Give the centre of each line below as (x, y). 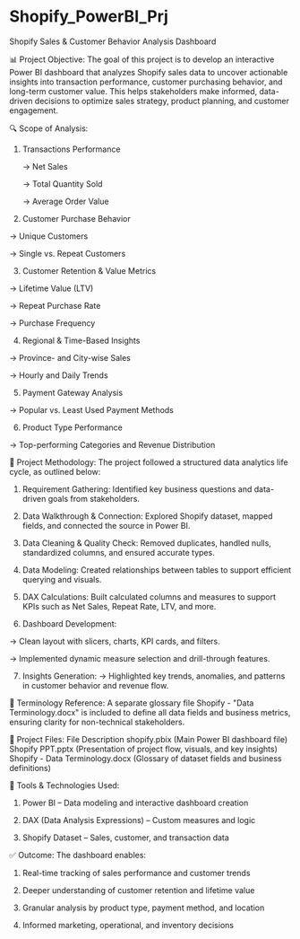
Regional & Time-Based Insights (81, 340)
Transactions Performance (71, 149)
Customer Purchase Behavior (77, 218)
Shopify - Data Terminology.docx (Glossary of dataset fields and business (146, 758)
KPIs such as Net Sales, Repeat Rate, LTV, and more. (119, 606)
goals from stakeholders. (94, 498)
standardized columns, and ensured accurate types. (118, 552)
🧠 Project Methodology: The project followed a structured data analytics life (149, 462)
